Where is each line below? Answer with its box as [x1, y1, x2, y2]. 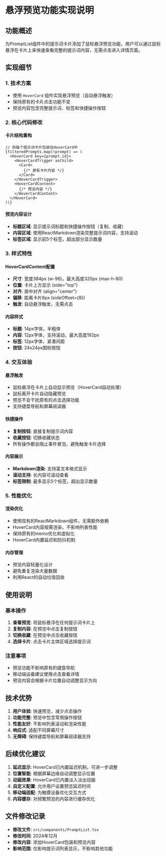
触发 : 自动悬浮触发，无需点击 [12, 301, 73, 307]
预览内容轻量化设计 [12, 562, 53, 568]
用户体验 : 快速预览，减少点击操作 [12, 708, 82, 714]
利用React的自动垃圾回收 [12, 574, 65, 580]
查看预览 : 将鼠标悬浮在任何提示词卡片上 [12, 619, 95, 626]
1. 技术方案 [5, 80, 31, 87]
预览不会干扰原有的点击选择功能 [12, 397, 79, 403]
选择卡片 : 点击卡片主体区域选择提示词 [12, 638, 91, 644]
